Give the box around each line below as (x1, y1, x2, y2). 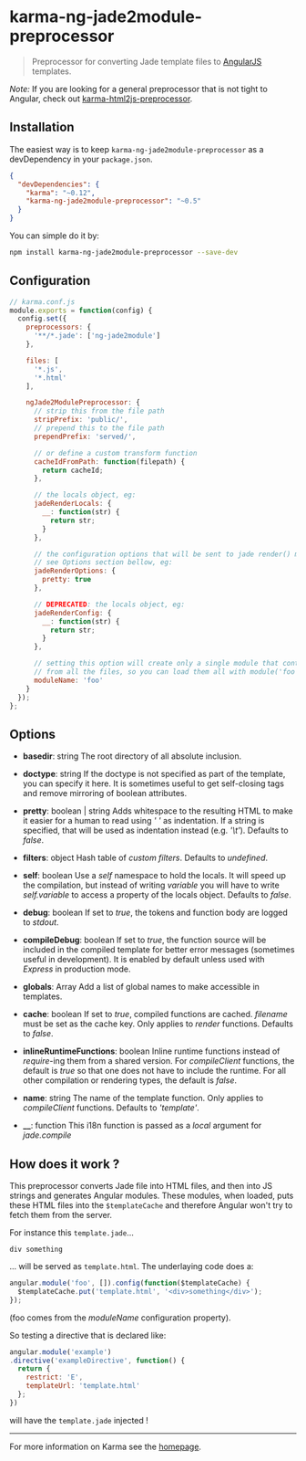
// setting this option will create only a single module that (33, 659, 280, 668)
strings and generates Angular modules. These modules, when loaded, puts (9, 1190, 294, 1202)
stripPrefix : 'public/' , (33, 415, 128, 425)
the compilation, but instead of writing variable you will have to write (22, 879, 280, 891)
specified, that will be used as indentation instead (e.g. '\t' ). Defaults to (22, 825, 289, 836)
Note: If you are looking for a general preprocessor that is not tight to (9, 83, 269, 94)
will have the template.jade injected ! (9, 1414, 148, 1425)
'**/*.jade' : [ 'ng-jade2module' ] (33, 331, 161, 341)
